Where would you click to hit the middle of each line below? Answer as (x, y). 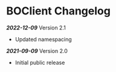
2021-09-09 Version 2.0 (37, 51)
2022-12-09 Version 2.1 (36, 28)
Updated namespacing (43, 39)
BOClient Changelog (58, 11)
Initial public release (40, 62)
